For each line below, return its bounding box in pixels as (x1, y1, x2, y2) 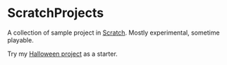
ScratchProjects (7, 5, 104, 21)
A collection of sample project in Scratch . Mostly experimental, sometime (7, 28, 220, 37)
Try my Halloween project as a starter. (7, 49, 118, 58)
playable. (7, 35, 34, 44)
